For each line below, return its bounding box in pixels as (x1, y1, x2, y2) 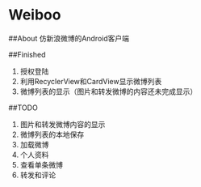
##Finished (8, 49, 46, 59)
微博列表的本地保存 (19, 130, 85, 139)
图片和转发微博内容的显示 (19, 119, 106, 129)
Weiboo (8, 6, 61, 24)
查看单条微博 (19, 159, 63, 169)
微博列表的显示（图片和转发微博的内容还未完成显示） (19, 87, 198, 96)
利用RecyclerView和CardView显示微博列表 (19, 76, 162, 86)
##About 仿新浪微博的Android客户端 (8, 33, 130, 43)
